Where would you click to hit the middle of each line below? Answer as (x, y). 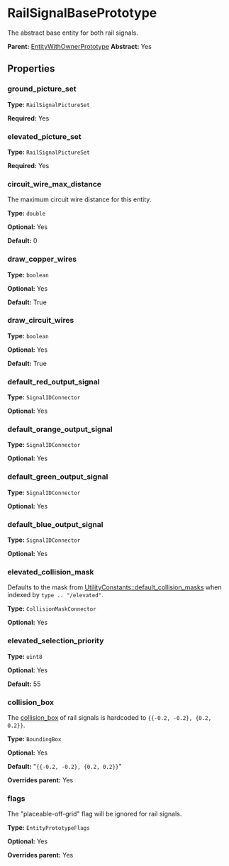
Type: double (27, 213)
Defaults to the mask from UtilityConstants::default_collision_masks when (114, 587)
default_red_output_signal (54, 382)
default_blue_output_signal (55, 524)
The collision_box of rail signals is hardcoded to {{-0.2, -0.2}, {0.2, (110, 717)
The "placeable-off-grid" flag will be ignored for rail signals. (95, 814)
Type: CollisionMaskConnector (52, 609)
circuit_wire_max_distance (54, 184)
